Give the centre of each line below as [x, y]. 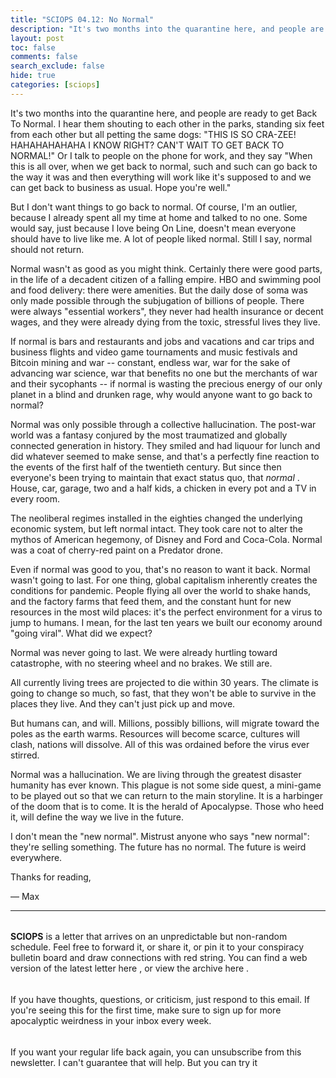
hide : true [33, 76]
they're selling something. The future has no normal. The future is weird [158, 847]
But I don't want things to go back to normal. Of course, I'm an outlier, [154, 207]
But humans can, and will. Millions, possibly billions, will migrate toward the [165, 723]
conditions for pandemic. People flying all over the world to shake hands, [161, 590]
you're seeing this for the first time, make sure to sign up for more [146, 1010]
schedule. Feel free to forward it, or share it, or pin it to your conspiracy [157, 947]
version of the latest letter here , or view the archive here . [130, 968]
